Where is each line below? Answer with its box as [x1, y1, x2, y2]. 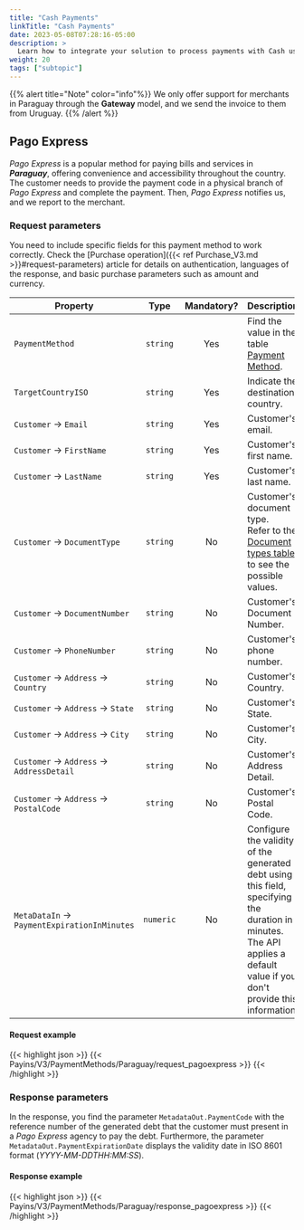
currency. [9, 278, 45, 289]
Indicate [247, 375, 282, 387]
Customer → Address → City [14, 728, 129, 740]
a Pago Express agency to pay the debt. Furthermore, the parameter [9, 1130, 264, 1141]
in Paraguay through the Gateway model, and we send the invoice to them [9, 98, 287, 109]
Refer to [247, 524, 281, 537]
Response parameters [9, 1092, 109, 1104]
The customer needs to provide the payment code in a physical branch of [9, 177, 283, 188]
